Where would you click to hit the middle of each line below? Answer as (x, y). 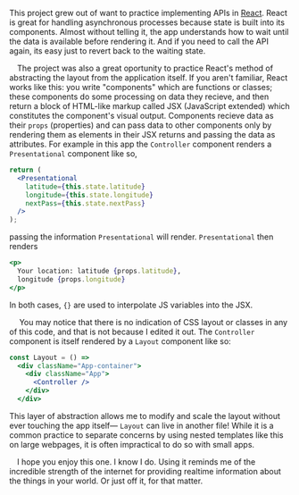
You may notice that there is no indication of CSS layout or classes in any (154, 322)
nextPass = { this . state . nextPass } (85, 203)
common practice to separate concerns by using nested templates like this (146, 435)
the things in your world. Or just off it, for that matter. (106, 481)
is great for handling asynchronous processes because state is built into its (147, 22)
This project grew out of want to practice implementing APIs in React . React (148, 13)
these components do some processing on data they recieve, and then (139, 96)
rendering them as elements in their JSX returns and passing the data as (142, 134)
